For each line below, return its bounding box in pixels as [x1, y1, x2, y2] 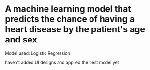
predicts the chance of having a [5, 14, 135, 25]
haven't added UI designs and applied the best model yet [5, 59, 119, 65]
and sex [5, 34, 38, 45]
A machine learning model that [5, 3, 132, 14]
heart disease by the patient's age [5, 24, 145, 35]
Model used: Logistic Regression [5, 50, 70, 56]
